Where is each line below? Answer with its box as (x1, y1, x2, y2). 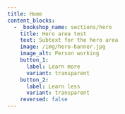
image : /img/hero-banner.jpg (20, 43, 106, 50)
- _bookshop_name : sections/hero (13, 23, 112, 30)
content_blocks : (7, 17, 55, 24)
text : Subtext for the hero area (20, 37, 119, 44)
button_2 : (20, 76, 49, 84)
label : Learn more (25, 63, 81, 70)
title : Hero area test (20, 30, 87, 38)
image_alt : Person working (20, 50, 100, 57)
